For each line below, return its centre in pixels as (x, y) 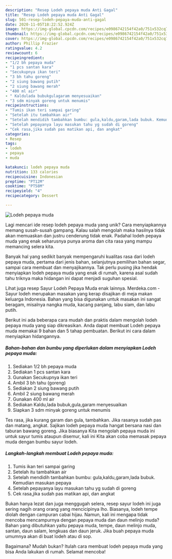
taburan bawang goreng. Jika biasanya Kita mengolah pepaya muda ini (80, 431)
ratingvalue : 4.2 (24, 48)
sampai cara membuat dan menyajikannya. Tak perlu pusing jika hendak (81, 267)
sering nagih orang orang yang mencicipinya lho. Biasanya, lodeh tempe (81, 509)
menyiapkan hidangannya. (33, 336)
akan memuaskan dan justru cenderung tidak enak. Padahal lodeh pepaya (83, 235)
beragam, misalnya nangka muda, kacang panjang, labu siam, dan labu (80, 304)
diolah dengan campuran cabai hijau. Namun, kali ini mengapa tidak (77, 514)
